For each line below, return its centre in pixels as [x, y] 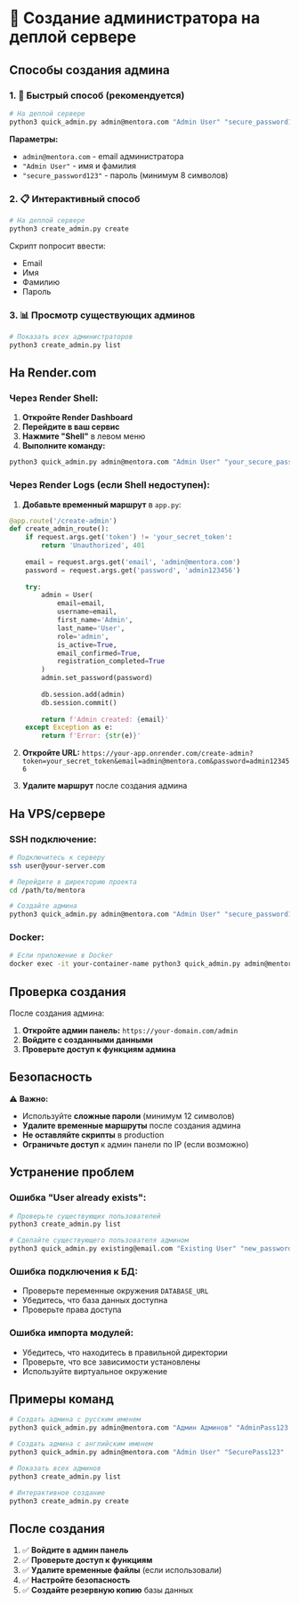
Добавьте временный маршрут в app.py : [101, 504]
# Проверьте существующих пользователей [85, 1216]
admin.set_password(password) [97, 678]
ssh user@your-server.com [57, 866]
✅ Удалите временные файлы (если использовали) [122, 1570]
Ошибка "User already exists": [78, 1198]
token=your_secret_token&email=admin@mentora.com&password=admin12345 [156, 761]
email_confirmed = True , [99, 653]
